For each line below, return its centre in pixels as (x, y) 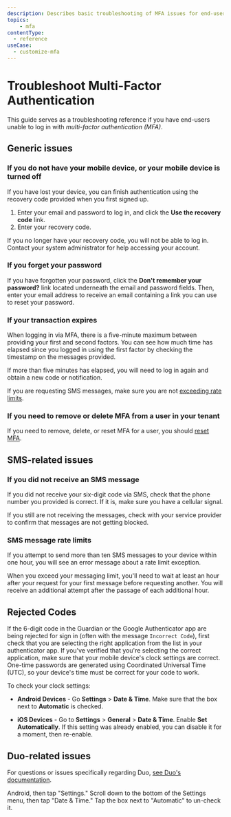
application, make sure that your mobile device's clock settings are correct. (114, 658)
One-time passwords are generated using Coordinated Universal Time (107, 665)
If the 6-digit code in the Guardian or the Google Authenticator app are (107, 629)
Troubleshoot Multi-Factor (84, 86)
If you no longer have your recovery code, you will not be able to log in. (108, 240)
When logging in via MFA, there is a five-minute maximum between (102, 335)
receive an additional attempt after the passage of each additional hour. (108, 590)
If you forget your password (54, 265)
